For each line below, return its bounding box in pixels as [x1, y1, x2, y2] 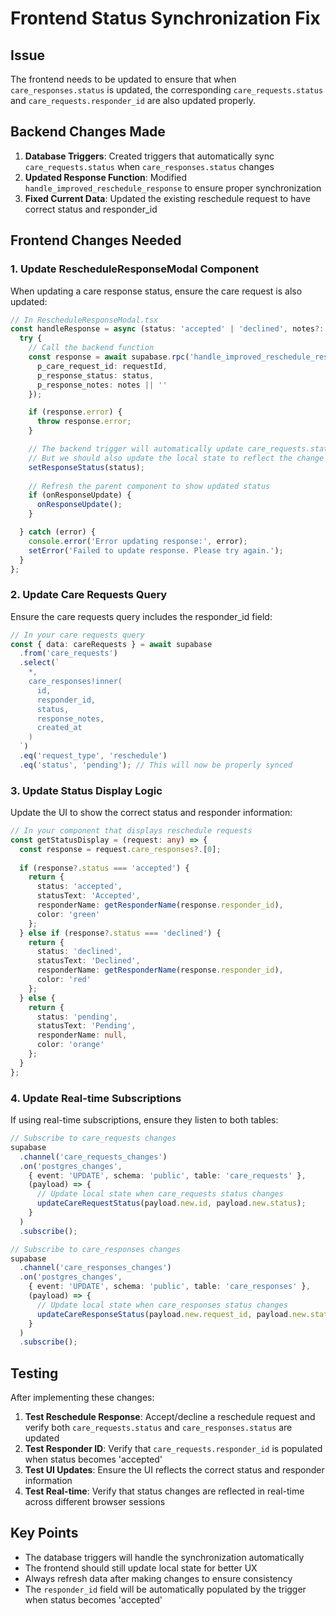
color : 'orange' [36, 1040, 105, 1050]
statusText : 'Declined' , [36, 956, 141, 966]
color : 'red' [36, 975, 92, 985]
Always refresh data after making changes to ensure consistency [24, 1572, 293, 1584]
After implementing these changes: [10, 1392, 155, 1404]
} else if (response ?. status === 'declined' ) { [19, 928, 222, 938]
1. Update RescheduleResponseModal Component [10, 262, 259, 276]
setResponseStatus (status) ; [28, 462, 145, 472]
